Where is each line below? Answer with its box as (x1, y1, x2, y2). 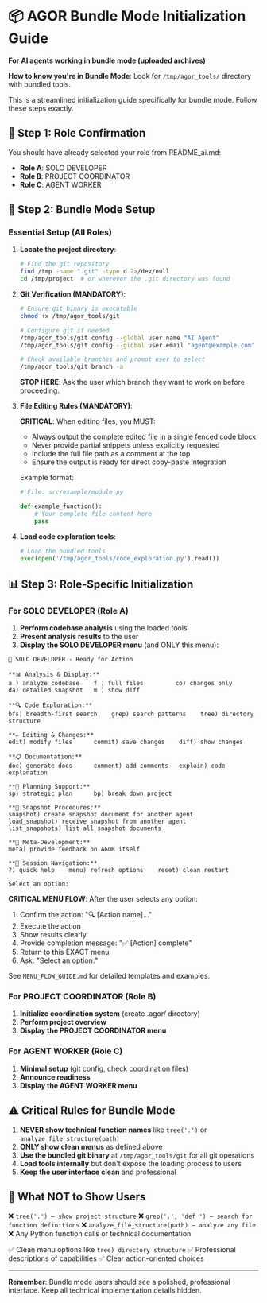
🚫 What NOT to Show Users (8, 1190, 146, 1204)
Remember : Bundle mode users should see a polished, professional (8, 1278, 230, 1287)
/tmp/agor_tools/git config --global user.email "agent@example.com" (19, 341, 256, 349)
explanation (8, 769, 48, 777)
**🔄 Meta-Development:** (8, 839, 91, 847)
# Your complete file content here (34, 510, 153, 518)
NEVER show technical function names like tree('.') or (19, 1125, 207, 1134)
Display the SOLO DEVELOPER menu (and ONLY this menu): (19, 640, 219, 650)
